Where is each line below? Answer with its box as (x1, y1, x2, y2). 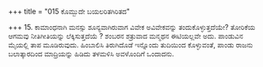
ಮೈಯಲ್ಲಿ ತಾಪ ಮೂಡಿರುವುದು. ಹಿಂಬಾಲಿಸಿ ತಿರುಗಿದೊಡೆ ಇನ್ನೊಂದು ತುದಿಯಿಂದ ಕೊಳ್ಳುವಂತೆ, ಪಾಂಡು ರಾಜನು (8, 40, 253, 50)
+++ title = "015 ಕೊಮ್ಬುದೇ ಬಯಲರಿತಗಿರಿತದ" (8, 7, 131, 16)
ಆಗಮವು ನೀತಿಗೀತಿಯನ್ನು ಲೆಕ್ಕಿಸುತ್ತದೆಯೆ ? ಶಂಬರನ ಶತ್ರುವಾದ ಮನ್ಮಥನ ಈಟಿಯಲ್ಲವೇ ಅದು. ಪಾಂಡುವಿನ (8, 32, 243, 40)
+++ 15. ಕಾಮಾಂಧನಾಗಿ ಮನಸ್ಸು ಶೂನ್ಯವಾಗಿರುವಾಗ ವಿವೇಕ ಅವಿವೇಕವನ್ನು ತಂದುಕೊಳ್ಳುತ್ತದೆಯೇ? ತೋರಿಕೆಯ (8, 23, 256, 32)
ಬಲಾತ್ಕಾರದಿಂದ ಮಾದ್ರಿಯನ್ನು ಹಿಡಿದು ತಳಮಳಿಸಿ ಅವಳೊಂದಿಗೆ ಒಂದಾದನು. (8, 49, 174, 58)
